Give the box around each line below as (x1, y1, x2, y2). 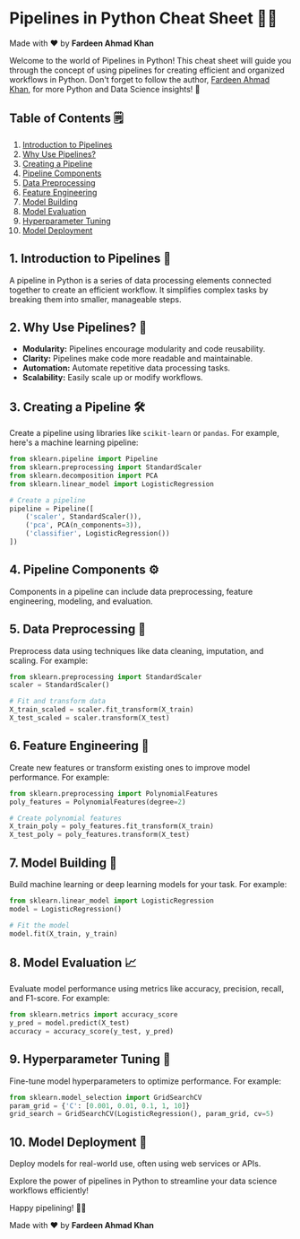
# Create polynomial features (9, 814, 123, 823)
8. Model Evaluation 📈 (9, 955, 137, 970)
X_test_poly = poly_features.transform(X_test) (9, 830, 191, 840)
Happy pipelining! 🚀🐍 (9, 1202, 87, 1214)
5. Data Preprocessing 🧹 (9, 622, 146, 637)
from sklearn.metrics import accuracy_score (9, 1010, 178, 1019)
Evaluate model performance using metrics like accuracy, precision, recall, (9, 983, 285, 994)
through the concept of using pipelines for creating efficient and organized (9, 65, 285, 75)
